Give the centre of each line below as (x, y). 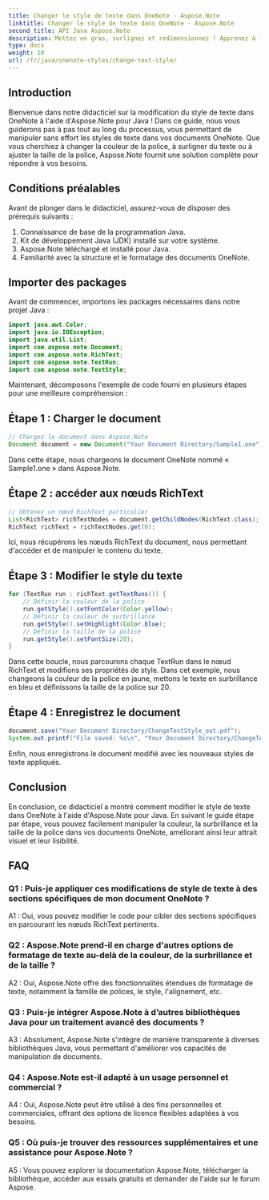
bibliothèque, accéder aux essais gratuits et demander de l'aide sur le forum (134, 1178)
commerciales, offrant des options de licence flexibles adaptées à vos (124, 1113)
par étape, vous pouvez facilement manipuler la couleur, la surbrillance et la (133, 823)
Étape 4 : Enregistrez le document (94, 713)
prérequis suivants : (41, 216)
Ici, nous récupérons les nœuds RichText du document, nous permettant (128, 542)
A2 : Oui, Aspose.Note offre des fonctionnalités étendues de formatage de (131, 983)
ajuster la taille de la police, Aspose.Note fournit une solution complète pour (133, 155)
